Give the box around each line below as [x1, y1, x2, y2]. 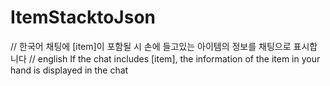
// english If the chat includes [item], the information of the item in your [28, 52, 321, 65]
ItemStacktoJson [10, 6, 156, 29]
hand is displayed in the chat [10, 64, 129, 76]
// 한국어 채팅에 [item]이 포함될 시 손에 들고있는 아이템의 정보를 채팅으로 [10, 40, 292, 52]
